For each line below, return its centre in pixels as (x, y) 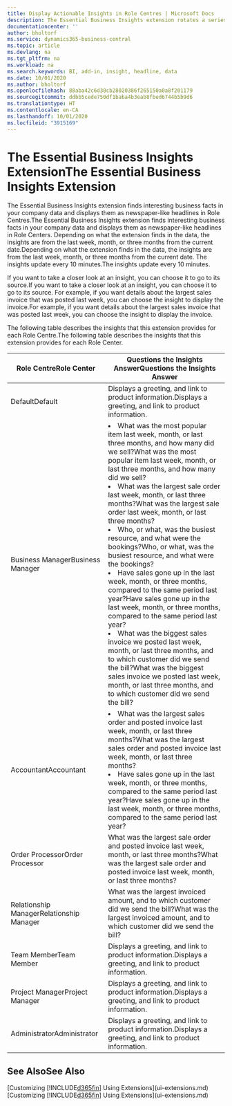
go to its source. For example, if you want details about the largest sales (109, 293)
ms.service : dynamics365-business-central (69, 39)
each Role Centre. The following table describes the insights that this (104, 335)
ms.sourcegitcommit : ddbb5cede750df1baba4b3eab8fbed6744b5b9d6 (100, 98)
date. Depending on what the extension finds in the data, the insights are (110, 250)
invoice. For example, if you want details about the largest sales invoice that (114, 307)
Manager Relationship (45, 914)
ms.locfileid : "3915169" (43, 123)
